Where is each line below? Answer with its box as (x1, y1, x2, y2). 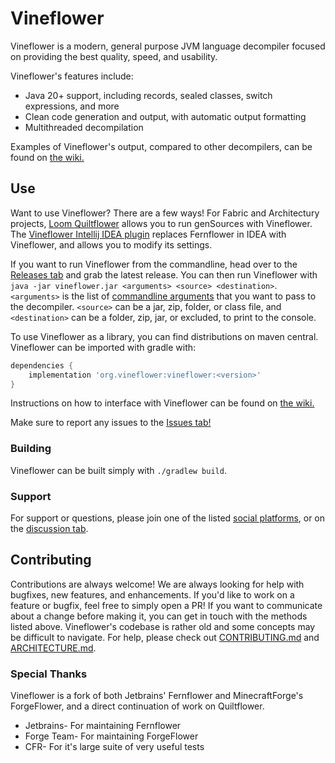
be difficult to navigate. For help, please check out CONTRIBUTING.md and (10, 631, 320, 643)
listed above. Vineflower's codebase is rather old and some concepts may (10, 620, 316, 632)
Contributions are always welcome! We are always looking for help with (10, 578, 305, 590)
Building (10, 442, 52, 456)
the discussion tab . (10, 522, 89, 534)
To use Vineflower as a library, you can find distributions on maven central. (10, 330, 319, 342)
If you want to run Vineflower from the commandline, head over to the (10, 258, 298, 270)
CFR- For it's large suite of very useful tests (24, 741, 205, 753)
